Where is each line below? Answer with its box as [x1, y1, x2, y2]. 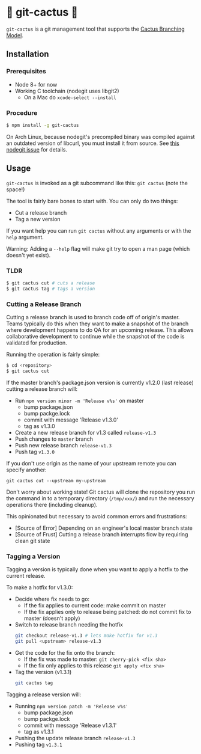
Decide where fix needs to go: [14, 595, 90, 602]
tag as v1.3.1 [23, 728, 54, 735]
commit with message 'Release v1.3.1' [23, 722, 117, 729]
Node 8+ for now [14, 81, 58, 88]
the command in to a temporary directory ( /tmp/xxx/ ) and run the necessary [6, 494, 194, 501]
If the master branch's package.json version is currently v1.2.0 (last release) [6, 379, 194, 386]
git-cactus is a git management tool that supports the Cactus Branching [6, 25, 185, 32]
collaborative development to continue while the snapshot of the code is [6, 333, 185, 340]
